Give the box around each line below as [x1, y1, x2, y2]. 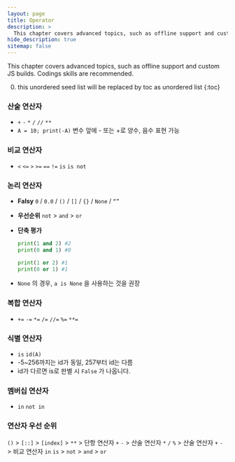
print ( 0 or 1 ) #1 [17, 266, 69, 273]
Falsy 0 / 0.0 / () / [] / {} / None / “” [17, 196, 120, 205]
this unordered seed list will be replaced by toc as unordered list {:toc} [17, 83, 220, 91]
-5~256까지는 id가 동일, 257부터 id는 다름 [17, 358, 133, 366]
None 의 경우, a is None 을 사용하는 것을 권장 [17, 279, 141, 287]
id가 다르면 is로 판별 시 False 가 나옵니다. [17, 366, 131, 375]
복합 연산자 [7, 298, 43, 308]
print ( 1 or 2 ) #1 [17, 259, 69, 266]
